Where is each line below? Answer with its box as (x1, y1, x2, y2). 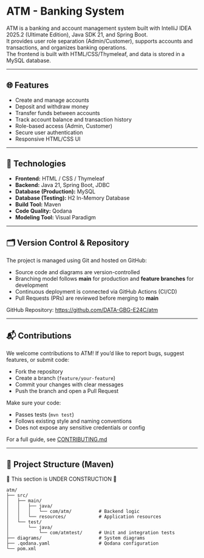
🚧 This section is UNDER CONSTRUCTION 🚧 (6, 475, 117, 482)
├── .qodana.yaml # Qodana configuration (6, 540, 159, 546)
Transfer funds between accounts (15, 109, 100, 116)
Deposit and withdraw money (15, 102, 89, 110)
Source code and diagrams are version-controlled (15, 269, 140, 276)
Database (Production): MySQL (15, 188, 96, 195)
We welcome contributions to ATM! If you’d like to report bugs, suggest (6, 350, 185, 357)
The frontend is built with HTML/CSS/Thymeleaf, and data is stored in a (6, 50, 185, 57)
